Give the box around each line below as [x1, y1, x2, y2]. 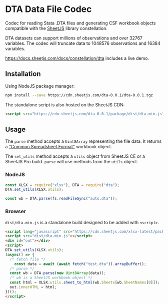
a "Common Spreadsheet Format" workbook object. [5, 144, 112, 150]
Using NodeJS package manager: [5, 83, 75, 89]
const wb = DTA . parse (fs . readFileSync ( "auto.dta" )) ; [5, 196, 117, 201]
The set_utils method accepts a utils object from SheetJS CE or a [5, 153, 145, 159]
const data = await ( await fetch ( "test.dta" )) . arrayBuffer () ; [14, 261, 146, 267]
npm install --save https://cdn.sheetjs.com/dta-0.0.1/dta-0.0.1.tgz [5, 92, 153, 98]
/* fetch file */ [9, 257, 46, 262]
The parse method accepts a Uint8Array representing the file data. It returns [5, 138, 162, 144]
